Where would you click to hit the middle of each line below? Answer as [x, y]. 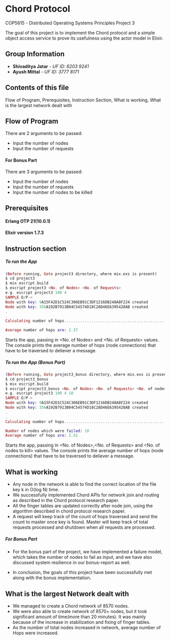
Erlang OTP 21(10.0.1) [28, 221]
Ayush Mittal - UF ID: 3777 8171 [46, 72]
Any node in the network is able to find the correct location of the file [84, 484]
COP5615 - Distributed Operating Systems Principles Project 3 [70, 23]
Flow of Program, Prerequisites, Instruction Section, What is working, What [83, 100]
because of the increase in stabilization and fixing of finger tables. [81, 622]
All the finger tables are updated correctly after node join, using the [83, 506]
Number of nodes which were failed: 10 [47, 431]
